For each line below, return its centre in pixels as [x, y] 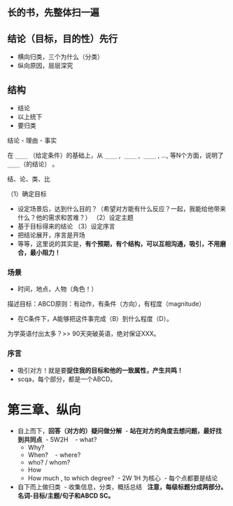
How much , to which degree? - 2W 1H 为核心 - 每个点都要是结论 [123, 478]
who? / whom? [49, 462]
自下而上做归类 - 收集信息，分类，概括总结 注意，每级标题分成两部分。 [122, 486]
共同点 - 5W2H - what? [60, 439]
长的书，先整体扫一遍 [53, 13]
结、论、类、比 [29, 179]
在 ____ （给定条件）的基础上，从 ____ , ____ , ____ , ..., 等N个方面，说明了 [115, 156]
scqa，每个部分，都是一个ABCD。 [67, 379]
